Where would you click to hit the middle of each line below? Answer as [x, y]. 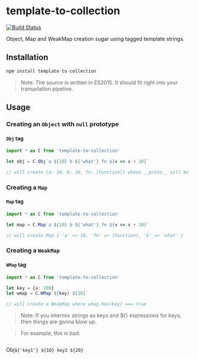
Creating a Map [27, 187]
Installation [27, 57]
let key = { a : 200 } [30, 288]
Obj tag [15, 138]
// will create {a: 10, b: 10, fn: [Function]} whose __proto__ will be [98, 172]
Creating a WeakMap [33, 251]
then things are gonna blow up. [59, 322]
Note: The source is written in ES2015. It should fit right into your [99, 82]
